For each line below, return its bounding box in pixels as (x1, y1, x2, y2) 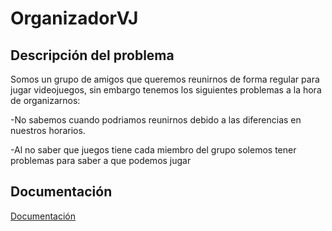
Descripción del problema (10, 47, 175, 64)
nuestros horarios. (10, 125, 86, 136)
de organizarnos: (10, 95, 81, 106)
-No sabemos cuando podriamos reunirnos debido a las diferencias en (10, 114, 302, 126)
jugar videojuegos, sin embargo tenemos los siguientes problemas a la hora (10, 84, 322, 96)
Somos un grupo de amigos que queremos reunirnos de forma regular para (10, 73, 320, 85)
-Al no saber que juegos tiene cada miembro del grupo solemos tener (10, 144, 297, 156)
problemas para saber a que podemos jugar (10, 155, 192, 166)
